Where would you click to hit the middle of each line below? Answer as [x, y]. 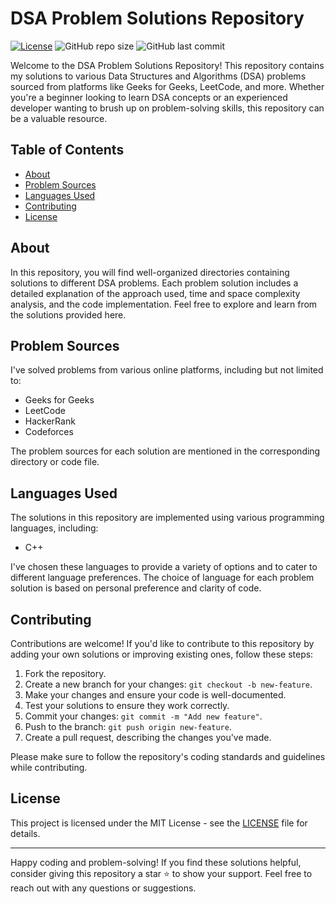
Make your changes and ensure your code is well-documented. [155, 695]
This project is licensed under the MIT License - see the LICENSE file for [159, 823]
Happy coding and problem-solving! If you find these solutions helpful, [156, 862]
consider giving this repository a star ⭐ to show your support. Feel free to [161, 873]
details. [25, 833]
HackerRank [50, 421]
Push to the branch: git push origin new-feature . [128, 726]
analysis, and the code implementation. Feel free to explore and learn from [164, 304]
